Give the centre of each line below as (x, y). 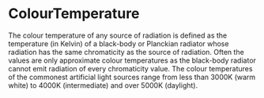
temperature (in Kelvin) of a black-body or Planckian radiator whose (119, 43)
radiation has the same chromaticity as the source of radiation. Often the (126, 52)
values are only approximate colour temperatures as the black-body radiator (132, 60)
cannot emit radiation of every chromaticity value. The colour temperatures (130, 68)
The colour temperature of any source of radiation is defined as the (118, 35)
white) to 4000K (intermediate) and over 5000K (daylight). (103, 85)
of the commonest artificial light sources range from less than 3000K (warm (132, 77)
